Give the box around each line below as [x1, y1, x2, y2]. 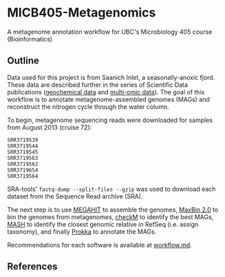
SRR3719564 [7, 172, 39, 180]
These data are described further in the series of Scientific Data [7, 81, 188, 89]
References [7, 260, 58, 273]
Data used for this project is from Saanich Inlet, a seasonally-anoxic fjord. [7, 73, 215, 81]
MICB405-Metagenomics [7, 5, 156, 21]
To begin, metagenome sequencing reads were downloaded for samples [7, 116, 213, 124]
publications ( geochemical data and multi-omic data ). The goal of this [7, 88, 205, 96]
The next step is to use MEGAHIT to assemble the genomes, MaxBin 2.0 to [7, 205, 219, 214]
